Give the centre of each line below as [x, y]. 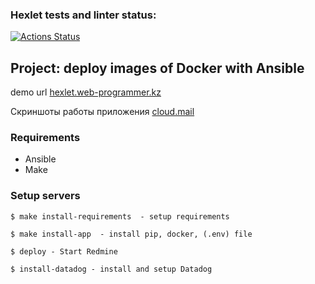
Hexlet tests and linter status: [83, 15]
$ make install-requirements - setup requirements [120, 216]
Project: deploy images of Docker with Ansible [157, 68]
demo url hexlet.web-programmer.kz [86, 92]
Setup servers [45, 196]
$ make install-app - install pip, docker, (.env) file [131, 234]
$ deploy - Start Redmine [64, 251]
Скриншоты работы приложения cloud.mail [102, 112]
